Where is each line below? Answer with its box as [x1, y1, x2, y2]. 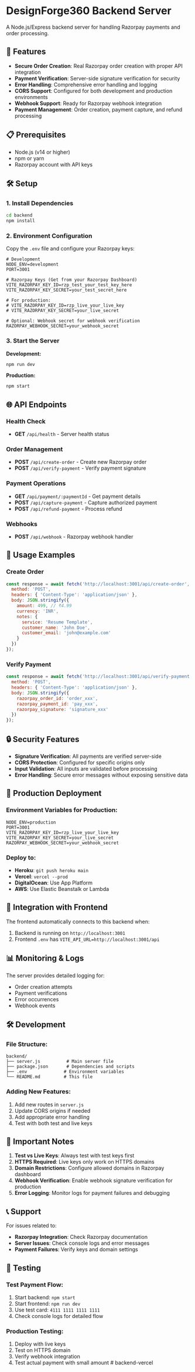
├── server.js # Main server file [6, 1059, 114, 1065]
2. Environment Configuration [6, 232, 93, 240]
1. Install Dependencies [6, 199, 74, 207]
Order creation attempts [14, 983, 73, 990]
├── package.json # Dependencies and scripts [6, 1063, 135, 1070]
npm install [6, 218, 35, 224]
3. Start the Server [6, 337, 60, 345]
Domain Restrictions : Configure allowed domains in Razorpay [14, 1164, 165, 1171]
